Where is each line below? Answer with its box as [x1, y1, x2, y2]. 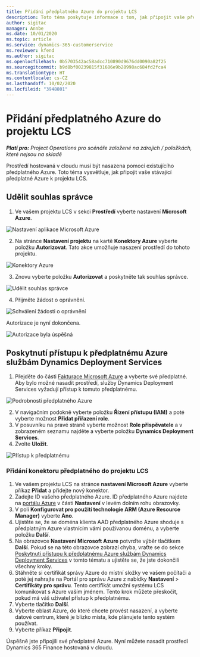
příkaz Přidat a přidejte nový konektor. [14, 487, 110, 494]
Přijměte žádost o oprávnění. [14, 296, 86, 303]
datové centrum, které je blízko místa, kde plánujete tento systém [14, 613, 175, 620]
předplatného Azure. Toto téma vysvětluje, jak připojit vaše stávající [6, 168, 172, 176]
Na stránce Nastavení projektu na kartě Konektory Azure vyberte [14, 237, 178, 244]
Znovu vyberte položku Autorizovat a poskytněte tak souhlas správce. [14, 273, 189, 280]
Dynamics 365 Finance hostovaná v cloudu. [6, 644, 114, 651]
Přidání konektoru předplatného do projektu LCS [6, 467, 149, 475]
